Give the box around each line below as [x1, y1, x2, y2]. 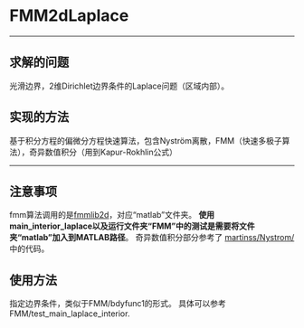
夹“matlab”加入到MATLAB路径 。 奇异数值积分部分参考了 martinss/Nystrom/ [9, 232, 295, 243]
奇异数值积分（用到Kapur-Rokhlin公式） [28, 146, 178, 157]
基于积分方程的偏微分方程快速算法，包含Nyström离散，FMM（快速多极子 [9, 135, 282, 145]
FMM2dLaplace [9, 5, 129, 26]
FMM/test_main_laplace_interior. [9, 308, 130, 319]
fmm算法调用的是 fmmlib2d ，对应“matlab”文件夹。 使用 [9, 210, 215, 220]
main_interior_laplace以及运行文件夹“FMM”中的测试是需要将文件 [9, 220, 255, 231]
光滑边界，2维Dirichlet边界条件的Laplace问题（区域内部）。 [9, 80, 229, 91]
